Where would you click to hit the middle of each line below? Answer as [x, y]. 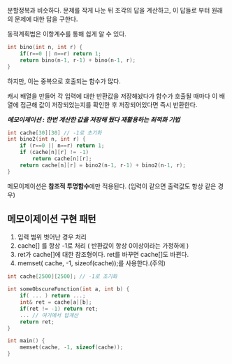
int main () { [26, 341]
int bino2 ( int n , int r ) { [46, 139]
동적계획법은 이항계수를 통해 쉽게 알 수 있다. [67, 34]
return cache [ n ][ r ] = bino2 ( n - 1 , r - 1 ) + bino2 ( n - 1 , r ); [103, 165]
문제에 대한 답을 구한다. [46, 19]
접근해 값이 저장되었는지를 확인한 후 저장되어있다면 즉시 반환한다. [109, 104]
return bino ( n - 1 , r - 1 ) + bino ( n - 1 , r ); [78, 60]
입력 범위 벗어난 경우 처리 [52, 237]
